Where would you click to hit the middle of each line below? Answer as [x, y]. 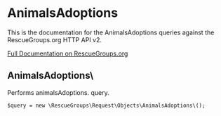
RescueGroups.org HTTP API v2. [54, 39]
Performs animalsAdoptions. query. [59, 92]
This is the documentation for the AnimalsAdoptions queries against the [111, 32]
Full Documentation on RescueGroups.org [68, 53]
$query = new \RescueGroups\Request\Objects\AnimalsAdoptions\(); [106, 105]
